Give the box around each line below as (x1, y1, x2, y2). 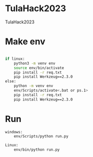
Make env (5, 36, 45, 47)
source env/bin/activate (14, 65, 64, 70)
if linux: (5, 56, 25, 61)
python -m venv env (14, 84, 54, 88)
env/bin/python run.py (14, 147, 60, 152)
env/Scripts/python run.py (14, 134, 69, 139)
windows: (5, 129, 23, 134)
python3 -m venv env (14, 61, 56, 66)
